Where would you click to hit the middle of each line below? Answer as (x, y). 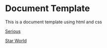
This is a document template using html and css (53, 22)
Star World (16, 40)
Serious (13, 31)
